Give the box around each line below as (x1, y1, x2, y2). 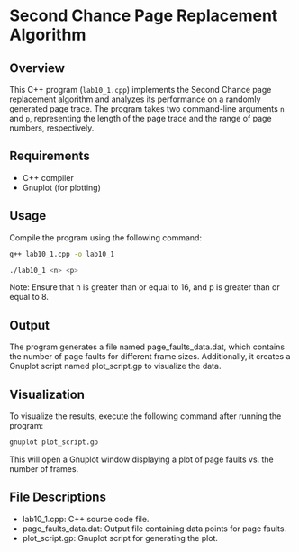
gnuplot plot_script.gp (9, 438, 99, 447)
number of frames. (9, 463, 79, 474)
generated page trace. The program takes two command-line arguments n (9, 104, 285, 113)
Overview (9, 60, 66, 76)
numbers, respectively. (9, 122, 95, 133)
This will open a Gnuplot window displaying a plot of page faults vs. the (9, 454, 275, 465)
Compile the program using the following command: (9, 231, 203, 243)
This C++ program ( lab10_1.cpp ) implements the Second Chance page (9, 85, 272, 95)
